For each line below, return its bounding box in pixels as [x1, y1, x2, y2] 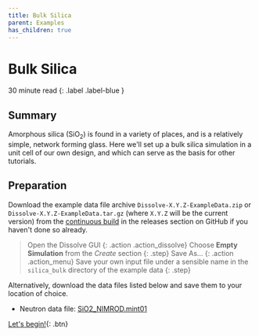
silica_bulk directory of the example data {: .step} [27, 265, 192, 275]
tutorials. [8, 156, 37, 166]
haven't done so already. [8, 225, 88, 234]
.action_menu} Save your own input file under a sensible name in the [27, 257, 249, 266]
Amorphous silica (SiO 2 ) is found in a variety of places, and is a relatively [8, 130, 243, 141]
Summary [8, 108, 57, 122]
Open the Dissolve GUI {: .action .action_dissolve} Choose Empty [27, 240, 238, 250]
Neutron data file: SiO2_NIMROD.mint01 [19, 304, 147, 313]
